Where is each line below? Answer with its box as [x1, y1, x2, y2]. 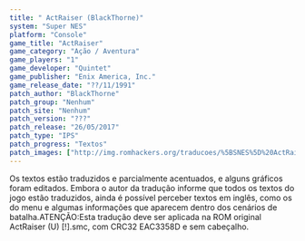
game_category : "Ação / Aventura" [9, 47, 141, 56]
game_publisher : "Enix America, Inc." [9, 72, 156, 82]
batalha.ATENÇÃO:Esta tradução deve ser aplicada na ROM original [9, 211, 261, 222]
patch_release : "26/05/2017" [9, 123, 120, 132]
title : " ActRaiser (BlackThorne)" [9, 13, 144, 23]
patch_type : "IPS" [9, 131, 79, 140]
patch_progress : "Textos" [9, 140, 107, 149]
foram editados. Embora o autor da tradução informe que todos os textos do [9, 182, 295, 193]
